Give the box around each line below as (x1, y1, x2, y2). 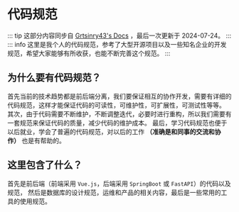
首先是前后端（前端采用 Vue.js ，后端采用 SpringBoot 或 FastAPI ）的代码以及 (7, 179, 231, 188)
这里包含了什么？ (7, 159, 83, 171)
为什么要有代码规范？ (7, 72, 101, 84)
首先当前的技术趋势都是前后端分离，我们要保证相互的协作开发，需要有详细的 (7, 91, 232, 100)
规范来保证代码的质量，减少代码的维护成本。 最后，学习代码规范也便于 (19, 118, 228, 127)
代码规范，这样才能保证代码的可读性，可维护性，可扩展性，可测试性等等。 (7, 101, 225, 109)
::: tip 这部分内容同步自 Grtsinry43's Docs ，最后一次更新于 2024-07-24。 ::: (7, 31, 232, 40)
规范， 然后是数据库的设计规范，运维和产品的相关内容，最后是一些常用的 (7, 188, 221, 196)
